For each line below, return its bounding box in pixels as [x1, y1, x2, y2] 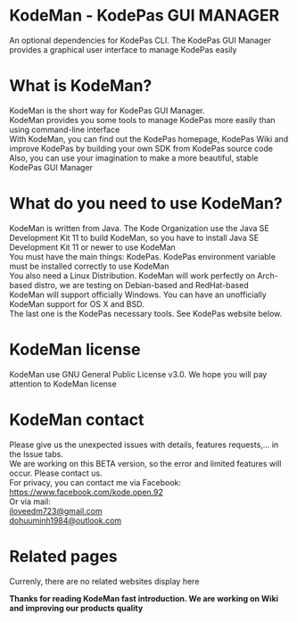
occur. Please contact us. [9, 468, 103, 478]
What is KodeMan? [9, 76, 153, 96]
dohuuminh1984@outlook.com [9, 515, 122, 526]
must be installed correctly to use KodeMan [9, 261, 169, 271]
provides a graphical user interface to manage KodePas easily [9, 44, 237, 54]
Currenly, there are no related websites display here [9, 576, 200, 586]
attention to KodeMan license [9, 378, 118, 389]
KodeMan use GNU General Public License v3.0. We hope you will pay [9, 369, 268, 379]
